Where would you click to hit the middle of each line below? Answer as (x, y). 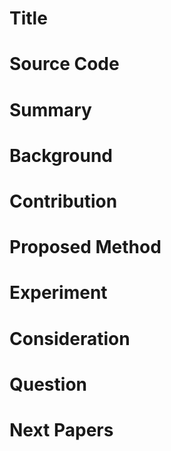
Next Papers (61, 429)
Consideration (70, 338)
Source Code (64, 64)
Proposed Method (85, 247)
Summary (50, 109)
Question (48, 384)
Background (61, 155)
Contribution (63, 201)
